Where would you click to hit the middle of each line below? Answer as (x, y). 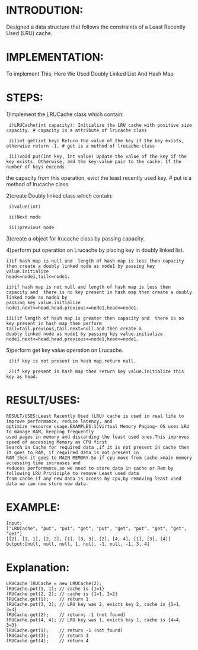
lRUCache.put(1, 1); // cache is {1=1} (55, 589)
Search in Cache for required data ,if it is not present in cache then (98, 447)
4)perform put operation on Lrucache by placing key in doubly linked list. (95, 250)
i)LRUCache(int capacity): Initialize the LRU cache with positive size (100, 125)
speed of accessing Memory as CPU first (57, 442)
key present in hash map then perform (54, 323)
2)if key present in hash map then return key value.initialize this (96, 371)
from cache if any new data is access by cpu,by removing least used (94, 479)
